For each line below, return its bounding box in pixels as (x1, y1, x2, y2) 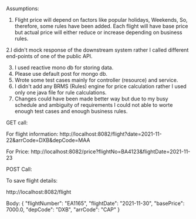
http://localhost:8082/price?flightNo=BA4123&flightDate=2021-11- (31, 148, 191, 155)
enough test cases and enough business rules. (14, 108, 128, 114)
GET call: (6, 119, 28, 126)
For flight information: (6, 130, 59, 137)
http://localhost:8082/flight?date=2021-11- (59, 130, 163, 137)
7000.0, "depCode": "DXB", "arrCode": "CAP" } (6, 206, 120, 213)
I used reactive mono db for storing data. (14, 64, 114, 71)
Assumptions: (6, 5, 39, 12)
